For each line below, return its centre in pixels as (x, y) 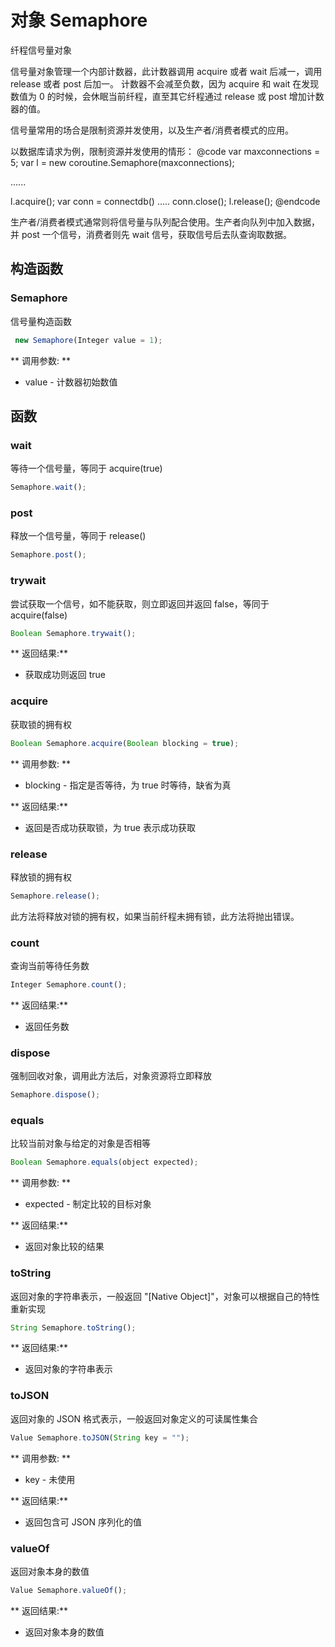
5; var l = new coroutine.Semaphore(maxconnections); (122, 162)
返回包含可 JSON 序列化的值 (83, 1522)
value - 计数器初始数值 (71, 382)
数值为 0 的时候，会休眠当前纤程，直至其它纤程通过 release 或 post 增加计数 (167, 96)
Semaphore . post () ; (48, 555)
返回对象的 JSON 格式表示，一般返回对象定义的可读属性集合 (134, 1418)
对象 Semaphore (79, 20)
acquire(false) (39, 615)
